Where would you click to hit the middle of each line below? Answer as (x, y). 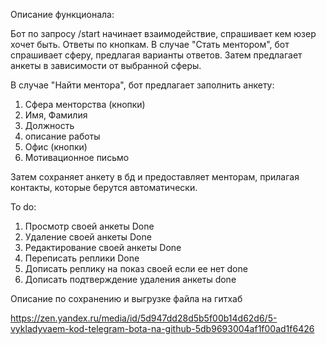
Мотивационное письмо (77, 157)
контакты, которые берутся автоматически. (104, 187)
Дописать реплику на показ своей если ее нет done (136, 268)
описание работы (62, 136)
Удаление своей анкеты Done (88, 237)
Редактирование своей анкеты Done (103, 247)
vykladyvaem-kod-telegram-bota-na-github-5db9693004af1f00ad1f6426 (162, 328)
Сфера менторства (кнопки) (85, 104)
